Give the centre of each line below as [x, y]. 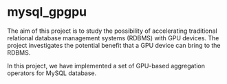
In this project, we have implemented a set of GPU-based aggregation [106, 66]
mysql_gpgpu [47, 12]
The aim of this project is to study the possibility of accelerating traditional [112, 31]
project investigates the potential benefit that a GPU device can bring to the [114, 45]
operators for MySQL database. [52, 73]
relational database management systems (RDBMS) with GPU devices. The [113, 38]
